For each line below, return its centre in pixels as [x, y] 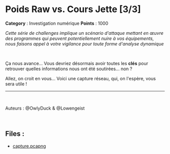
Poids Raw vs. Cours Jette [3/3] [73, 9]
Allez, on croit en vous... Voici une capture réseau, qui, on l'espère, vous [80, 78]
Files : [15, 134]
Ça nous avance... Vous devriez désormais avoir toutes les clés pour [77, 63]
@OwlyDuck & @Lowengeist [55, 108]
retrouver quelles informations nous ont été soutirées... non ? [69, 69]
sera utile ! [16, 84]
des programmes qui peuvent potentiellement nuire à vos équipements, [80, 38]
